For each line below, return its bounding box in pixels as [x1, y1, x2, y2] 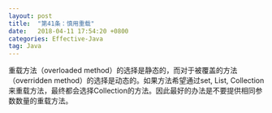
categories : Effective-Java [8, 34, 104, 43]
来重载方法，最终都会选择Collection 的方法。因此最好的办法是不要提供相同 [8, 86, 256, 96]
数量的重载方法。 [15, 96, 73, 106]
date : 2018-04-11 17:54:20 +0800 [8, 27, 129, 35]
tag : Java [8, 42, 42, 50]
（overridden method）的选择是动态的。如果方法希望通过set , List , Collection [8, 76, 265, 85]
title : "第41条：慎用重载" [8, 20, 95, 28]
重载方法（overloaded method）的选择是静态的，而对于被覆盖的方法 [8, 66, 238, 76]
